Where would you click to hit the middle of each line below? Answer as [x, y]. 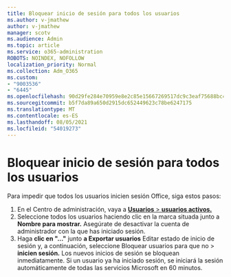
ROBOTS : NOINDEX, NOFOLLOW [46, 58]
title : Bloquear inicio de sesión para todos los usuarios [93, 13]
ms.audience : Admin [35, 39]
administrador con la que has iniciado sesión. [81, 232]
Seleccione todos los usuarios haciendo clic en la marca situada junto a [118, 217]
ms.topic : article [33, 45]
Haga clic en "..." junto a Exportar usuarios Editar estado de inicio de [116, 239]
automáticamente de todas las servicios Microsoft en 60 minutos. [110, 268]
